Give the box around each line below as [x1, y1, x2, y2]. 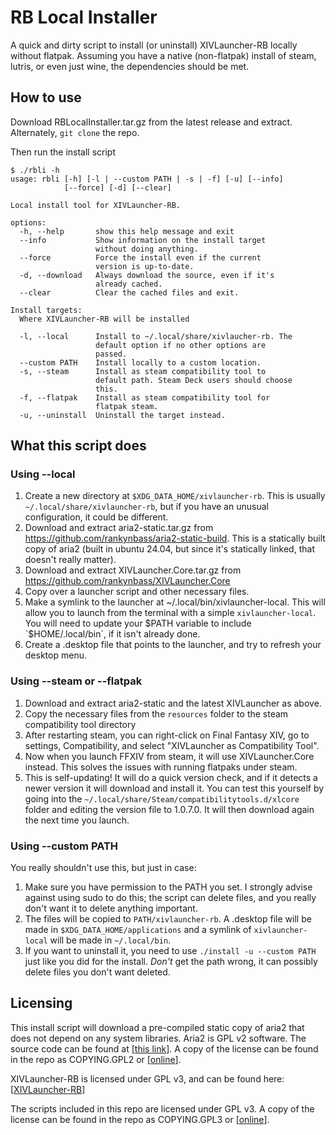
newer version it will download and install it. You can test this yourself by [24, 782, 325, 794]
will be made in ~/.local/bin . [49, 934, 172, 946]
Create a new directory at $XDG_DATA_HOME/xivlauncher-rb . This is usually [24, 490, 326, 502]
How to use [10, 89, 82, 106]
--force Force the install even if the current [19, 252, 262, 263]
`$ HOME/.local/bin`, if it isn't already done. [24, 628, 201, 640]
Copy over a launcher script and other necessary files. [24, 586, 250, 598]
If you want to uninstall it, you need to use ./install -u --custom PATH [24, 945, 317, 957]
